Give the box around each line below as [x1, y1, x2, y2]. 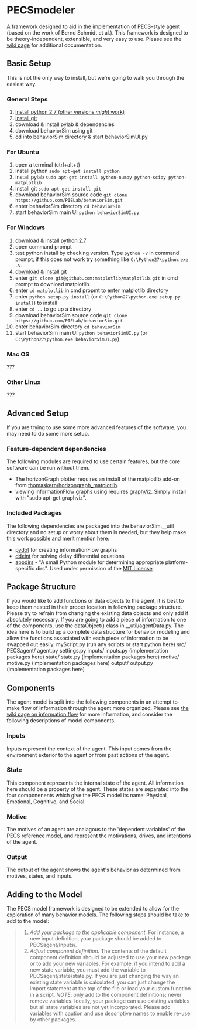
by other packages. [29, 1016, 77, 1023]
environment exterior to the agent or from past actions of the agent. [6, 751, 170, 758]
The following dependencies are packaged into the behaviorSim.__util [6, 522, 174, 529]
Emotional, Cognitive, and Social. [6, 798, 87, 805]
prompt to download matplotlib [15, 280, 89, 287]
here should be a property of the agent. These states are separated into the [6, 785, 189, 792]
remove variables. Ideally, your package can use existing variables [29, 997, 190, 1004]
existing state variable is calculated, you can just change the [29, 979, 175, 986]
